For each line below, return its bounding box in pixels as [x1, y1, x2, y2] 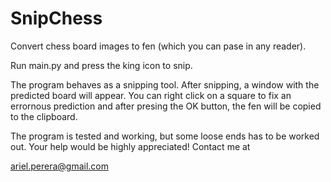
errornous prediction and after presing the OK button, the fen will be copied [10, 100, 322, 112]
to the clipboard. [10, 110, 78, 122]
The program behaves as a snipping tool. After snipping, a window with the [10, 78, 320, 91]
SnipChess [10, 7, 103, 30]
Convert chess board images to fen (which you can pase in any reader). [10, 40, 307, 52]
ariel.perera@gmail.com [10, 160, 110, 172]
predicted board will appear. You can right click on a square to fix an [10, 89, 292, 101]
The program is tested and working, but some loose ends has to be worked [10, 130, 320, 142]
